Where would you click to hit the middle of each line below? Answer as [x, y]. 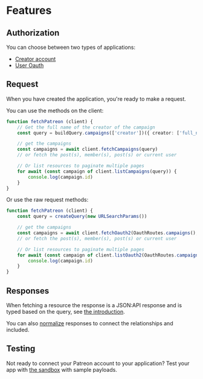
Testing [21, 349]
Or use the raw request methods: [47, 200]
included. [18, 330]
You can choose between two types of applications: [71, 47]
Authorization [33, 33]
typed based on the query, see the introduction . [66, 312]
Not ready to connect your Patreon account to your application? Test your [98, 363]
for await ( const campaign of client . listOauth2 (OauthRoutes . [97, 255]
